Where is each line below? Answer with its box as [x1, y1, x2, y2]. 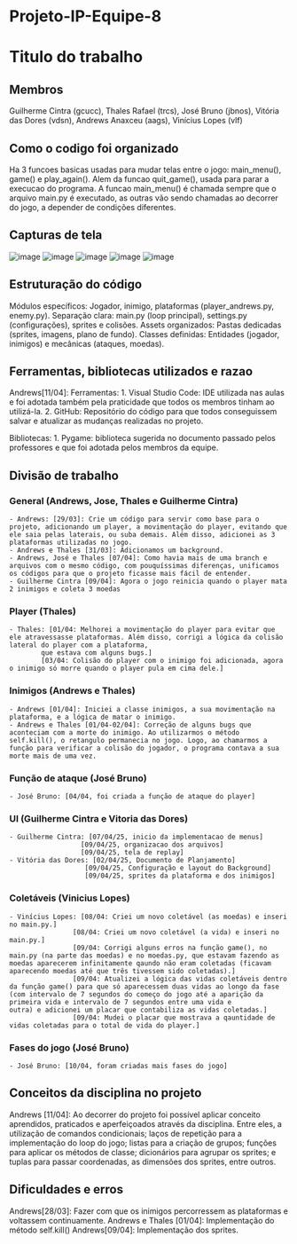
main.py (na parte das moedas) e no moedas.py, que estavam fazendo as [9, 951, 279, 960]
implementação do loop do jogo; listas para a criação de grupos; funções [9, 1138, 277, 1148]
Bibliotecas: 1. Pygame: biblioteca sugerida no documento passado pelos [9, 433, 277, 444]
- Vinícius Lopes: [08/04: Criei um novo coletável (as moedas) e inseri [9, 912, 288, 921]
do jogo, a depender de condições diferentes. [9, 202, 176, 212]
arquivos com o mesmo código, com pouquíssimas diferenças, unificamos [9, 562, 279, 571]
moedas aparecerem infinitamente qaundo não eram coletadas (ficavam [9, 958, 272, 968]
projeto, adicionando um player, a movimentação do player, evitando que [9, 523, 288, 531]
